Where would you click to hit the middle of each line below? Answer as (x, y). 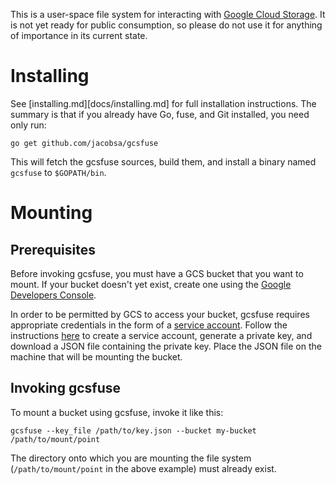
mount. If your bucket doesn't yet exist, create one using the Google (151, 284)
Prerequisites (53, 249)
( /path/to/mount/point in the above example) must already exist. (143, 468)
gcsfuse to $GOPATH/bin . (58, 172)
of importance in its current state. (79, 35)
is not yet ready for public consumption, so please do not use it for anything (166, 25)
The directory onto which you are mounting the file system (131, 458)
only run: (28, 125)
